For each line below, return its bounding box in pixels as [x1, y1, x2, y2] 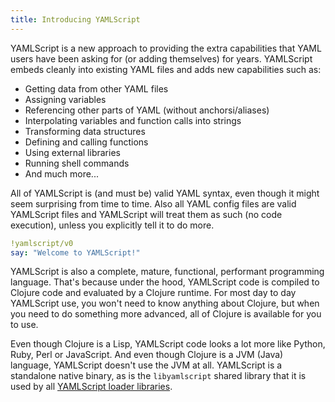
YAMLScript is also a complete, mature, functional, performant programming [10, 266, 325, 278]
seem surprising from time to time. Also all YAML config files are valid [10, 197, 297, 210]
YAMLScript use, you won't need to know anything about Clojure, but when [10, 297, 320, 310]
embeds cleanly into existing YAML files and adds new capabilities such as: [10, 63, 322, 75]
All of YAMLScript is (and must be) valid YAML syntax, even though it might [10, 187, 320, 199]
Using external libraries [24, 146, 121, 158]
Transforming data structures [24, 125, 146, 137]
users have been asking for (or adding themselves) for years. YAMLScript [10, 52, 313, 65]
